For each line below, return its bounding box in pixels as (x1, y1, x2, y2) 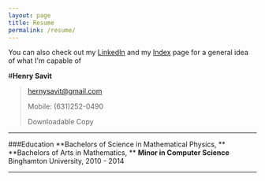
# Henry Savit (8, 72, 53, 81)
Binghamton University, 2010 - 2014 (8, 157, 125, 166)
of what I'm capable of (8, 56, 81, 65)
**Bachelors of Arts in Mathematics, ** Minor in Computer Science (8, 148, 230, 157)
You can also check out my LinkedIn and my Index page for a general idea (8, 48, 248, 57)
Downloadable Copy (27, 117, 94, 127)
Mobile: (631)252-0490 (27, 102, 104, 111)
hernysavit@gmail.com (27, 87, 103, 96)
